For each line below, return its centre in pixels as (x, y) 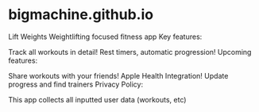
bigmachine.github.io (81, 15)
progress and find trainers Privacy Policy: (76, 84)
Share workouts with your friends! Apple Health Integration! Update (118, 75)
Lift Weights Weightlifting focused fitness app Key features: (105, 37)
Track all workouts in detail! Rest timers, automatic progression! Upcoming (130, 52)
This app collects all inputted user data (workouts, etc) (97, 99)
